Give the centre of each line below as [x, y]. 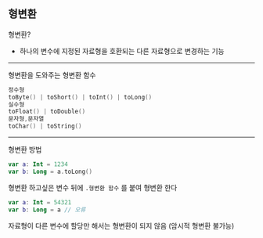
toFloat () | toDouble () [47, 112]
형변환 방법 [25, 150]
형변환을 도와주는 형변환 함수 [52, 75]
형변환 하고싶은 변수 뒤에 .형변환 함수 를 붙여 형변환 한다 [93, 187]
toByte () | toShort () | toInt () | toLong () [80, 97]
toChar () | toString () [45, 126]
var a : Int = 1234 [38, 164]
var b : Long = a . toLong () [50, 171]
